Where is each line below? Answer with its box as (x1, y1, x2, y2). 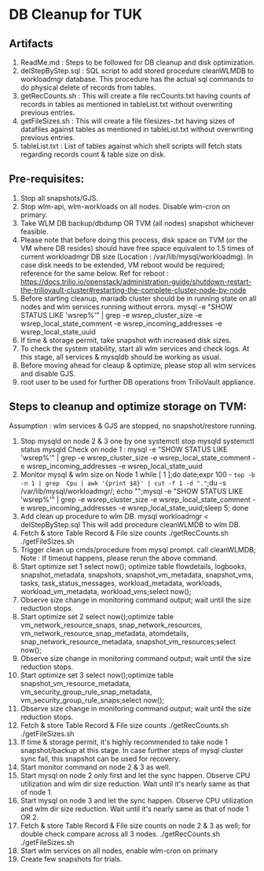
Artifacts (9, 37, 53, 50)
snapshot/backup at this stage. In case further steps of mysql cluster (20, 745, 244, 755)
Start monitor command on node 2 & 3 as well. (20, 762, 171, 772)
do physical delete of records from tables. (20, 83, 156, 92)
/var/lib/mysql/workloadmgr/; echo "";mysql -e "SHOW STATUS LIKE (20, 486, 244, 496)
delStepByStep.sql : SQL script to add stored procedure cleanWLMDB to (20, 66, 255, 76)
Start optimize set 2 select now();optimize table (20, 611, 174, 621)
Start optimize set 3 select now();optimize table (20, 670, 174, 680)
